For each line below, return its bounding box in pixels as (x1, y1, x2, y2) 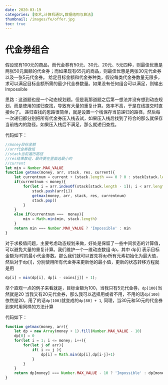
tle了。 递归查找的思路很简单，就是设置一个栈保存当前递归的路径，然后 (9, 109, 156, 115)
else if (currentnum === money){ (14, 212, 84, 217)
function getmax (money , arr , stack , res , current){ (5, 170, 115, 175)
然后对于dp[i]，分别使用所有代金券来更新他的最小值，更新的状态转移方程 (5, 258, 155, 265)
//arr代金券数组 (5, 147, 35, 152)
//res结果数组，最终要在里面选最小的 (5, 156, 72, 161)
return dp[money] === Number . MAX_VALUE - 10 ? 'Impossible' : (14, 370, 146, 375)
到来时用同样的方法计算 (5, 303, 53, 309)
